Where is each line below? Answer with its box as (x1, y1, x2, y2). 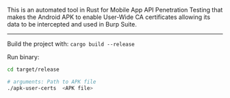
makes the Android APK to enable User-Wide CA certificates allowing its (7, 13, 211, 21)
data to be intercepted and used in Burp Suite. (7, 20, 137, 28)
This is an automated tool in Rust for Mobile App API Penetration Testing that (7, 6, 223, 14)
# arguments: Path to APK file (7, 78, 97, 85)
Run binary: (7, 53, 40, 61)
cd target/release (7, 66, 60, 73)
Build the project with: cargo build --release (7, 40, 135, 48)
